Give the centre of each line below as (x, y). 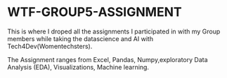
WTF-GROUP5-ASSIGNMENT (95, 12)
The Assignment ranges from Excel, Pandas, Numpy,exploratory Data (108, 59)
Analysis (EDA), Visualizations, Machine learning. (78, 67)
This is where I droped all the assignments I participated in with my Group (114, 31)
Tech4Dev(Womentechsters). (50, 46)
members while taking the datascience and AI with (80, 38)
